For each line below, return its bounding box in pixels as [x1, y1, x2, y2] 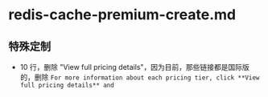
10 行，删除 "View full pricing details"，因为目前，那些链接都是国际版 [19, 63, 249, 71]
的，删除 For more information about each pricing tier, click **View [19, 72, 260, 82]
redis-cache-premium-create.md [8, 6, 236, 24]
